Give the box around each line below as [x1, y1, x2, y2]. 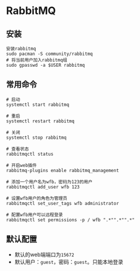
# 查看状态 [6, 146, 29, 152]
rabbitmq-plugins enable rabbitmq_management [6, 167, 119, 173]
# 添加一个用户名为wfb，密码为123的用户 [6, 179, 93, 185]
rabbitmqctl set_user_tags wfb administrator [6, 200, 119, 206]
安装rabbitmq [6, 46, 36, 52]
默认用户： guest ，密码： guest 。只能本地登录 [14, 258, 124, 265]
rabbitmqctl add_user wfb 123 [6, 184, 80, 190]
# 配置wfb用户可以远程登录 [6, 212, 63, 218]
